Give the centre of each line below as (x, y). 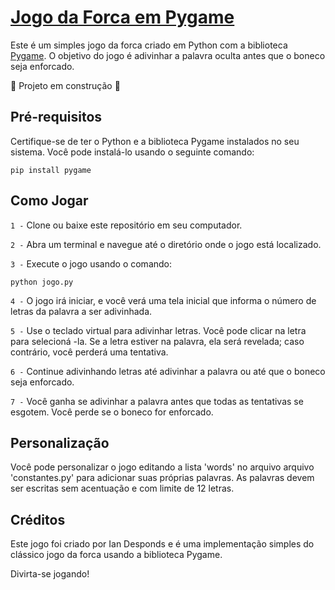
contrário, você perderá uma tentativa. (89, 352)
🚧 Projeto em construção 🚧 (65, 85)
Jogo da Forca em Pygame (122, 17)
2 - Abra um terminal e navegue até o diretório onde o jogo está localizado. (166, 244)
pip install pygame (51, 170)
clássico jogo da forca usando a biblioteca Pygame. (116, 555)
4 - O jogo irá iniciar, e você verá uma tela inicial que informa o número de (163, 300)
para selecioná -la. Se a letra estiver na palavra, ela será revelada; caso (157, 341)
